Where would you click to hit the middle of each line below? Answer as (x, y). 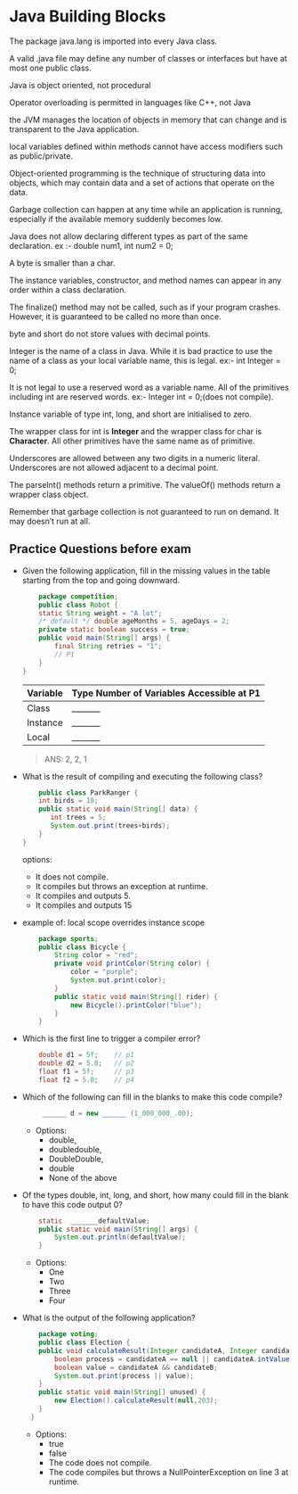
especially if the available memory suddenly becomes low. (116, 219)
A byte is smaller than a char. (62, 263)
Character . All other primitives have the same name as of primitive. (132, 441)
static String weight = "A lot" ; (101, 613)
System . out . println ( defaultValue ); (121, 1237)
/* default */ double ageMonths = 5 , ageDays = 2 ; (134, 622)
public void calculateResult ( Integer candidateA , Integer (148, 1350)
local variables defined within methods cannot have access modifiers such (146, 146)
